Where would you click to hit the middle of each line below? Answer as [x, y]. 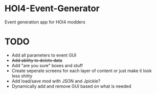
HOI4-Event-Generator [52, 9]
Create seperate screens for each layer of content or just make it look [82, 71]
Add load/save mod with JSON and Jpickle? [56, 81]
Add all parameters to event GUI [44, 55]
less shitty [22, 75]
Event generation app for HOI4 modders [45, 22]
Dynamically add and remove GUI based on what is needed [71, 86]
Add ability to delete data [37, 60]
